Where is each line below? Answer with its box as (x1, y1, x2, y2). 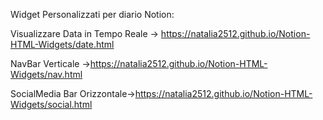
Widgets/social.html (10, 99, 93, 110)
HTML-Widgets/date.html (10, 39, 115, 50)
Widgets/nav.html (10, 69, 83, 80)
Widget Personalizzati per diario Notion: (10, 9, 175, 20)
